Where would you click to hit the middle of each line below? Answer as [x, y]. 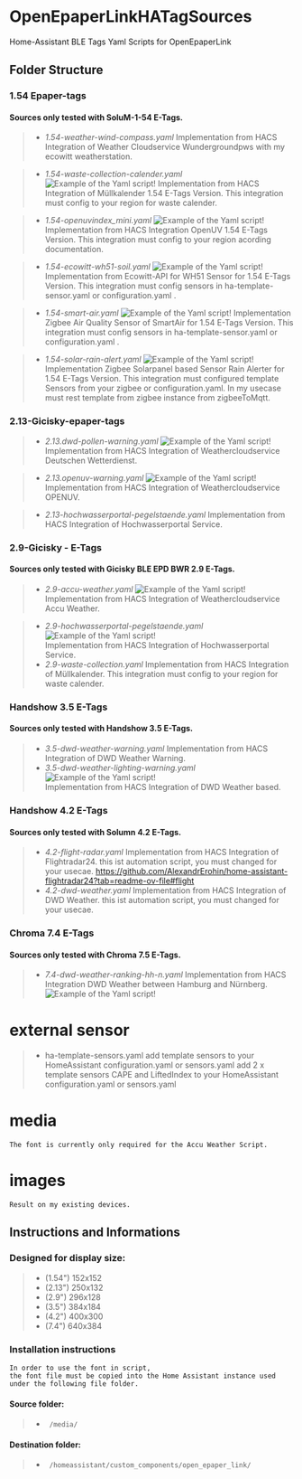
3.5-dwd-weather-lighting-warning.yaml [120, 768]
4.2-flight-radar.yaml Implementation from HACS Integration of [162, 853]
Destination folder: [45, 1445]
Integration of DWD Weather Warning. [115, 758]
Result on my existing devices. [70, 1205]
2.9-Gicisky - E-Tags [55, 547]
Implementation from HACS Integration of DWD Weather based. [163, 787]
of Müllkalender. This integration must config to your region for [161, 674]
